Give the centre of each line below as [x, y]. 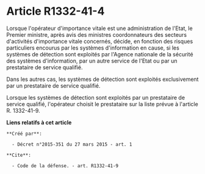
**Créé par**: [24, 134]
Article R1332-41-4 [56, 11]
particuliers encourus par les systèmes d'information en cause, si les [93, 48]
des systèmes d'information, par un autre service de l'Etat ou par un [92, 61]
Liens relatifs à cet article [39, 122]
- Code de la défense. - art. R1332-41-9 [65, 166]
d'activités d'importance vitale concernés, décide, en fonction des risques [100, 41]
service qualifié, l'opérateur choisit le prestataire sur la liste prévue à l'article [102, 104]
